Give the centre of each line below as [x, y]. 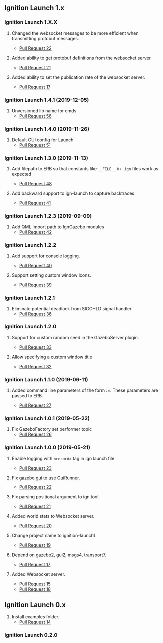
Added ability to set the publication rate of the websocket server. [79, 77]
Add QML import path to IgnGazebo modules [58, 227]
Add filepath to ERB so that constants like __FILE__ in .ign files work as [85, 168]
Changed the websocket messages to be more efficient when [75, 33]
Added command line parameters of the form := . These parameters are [85, 390]
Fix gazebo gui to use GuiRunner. [46, 478]
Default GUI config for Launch [43, 140]
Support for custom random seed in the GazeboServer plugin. [75, 337]
